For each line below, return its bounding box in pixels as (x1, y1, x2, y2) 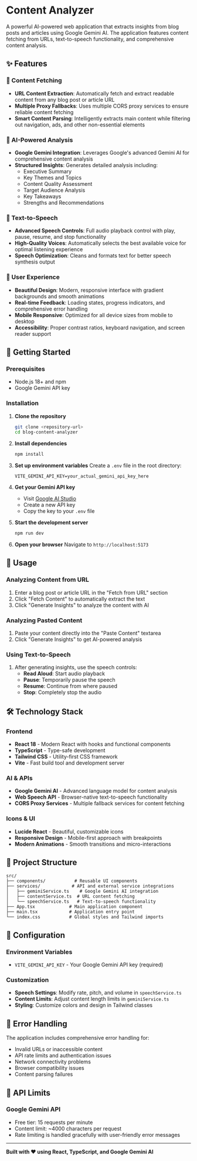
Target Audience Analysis (23, 186, 86, 193)
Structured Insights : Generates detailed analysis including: (14, 161, 158, 168)
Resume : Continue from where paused (23, 683, 117, 690)
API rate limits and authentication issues (14, 1052, 111, 1059)
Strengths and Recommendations (23, 199, 104, 206)
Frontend (6, 727, 33, 735)
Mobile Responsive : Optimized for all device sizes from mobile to (14, 311, 173, 318)
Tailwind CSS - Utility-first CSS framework (14, 753, 118, 760)
